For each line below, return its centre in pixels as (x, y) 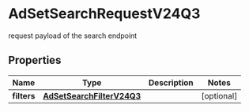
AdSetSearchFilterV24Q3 (92, 95)
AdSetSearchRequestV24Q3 (104, 14)
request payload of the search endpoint (73, 35)
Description (171, 82)
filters (24, 95)
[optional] (219, 95)
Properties (35, 60)
